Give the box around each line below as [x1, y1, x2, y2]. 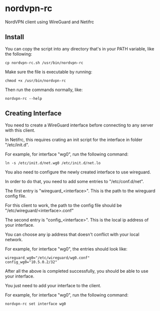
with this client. [5, 127, 35, 133]
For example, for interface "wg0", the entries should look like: [5, 246, 128, 252]
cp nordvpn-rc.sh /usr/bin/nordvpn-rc [5, 60, 83, 65]
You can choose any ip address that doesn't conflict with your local [5, 231, 140, 237]
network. [5, 236, 23, 242]
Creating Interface [5, 109, 62, 118]
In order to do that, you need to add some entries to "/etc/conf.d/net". [5, 178, 144, 184]
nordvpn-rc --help [5, 96, 42, 101]
